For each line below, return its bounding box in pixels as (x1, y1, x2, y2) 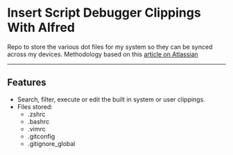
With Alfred (7, 19, 75, 35)
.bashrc (27, 117, 50, 126)
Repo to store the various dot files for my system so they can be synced (7, 42, 213, 51)
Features (7, 76, 46, 88)
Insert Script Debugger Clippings (7, 5, 201, 21)
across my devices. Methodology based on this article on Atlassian (7, 50, 199, 58)
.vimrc (27, 124, 46, 133)
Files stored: (17, 102, 53, 111)
